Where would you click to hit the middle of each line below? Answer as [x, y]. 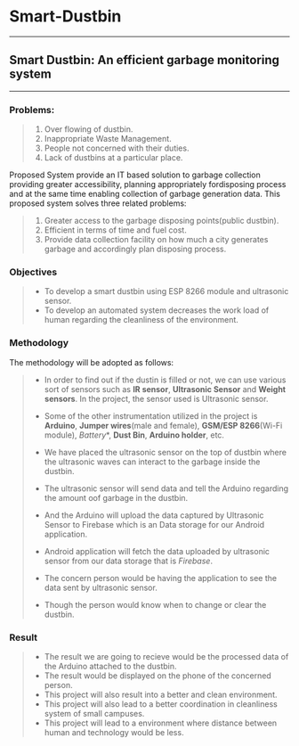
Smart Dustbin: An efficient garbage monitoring [145, 60]
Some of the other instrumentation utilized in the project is [151, 415]
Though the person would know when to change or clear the [155, 604]
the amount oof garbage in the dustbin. [116, 497]
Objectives [33, 272]
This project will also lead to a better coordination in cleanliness [161, 704]
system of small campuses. [94, 713]
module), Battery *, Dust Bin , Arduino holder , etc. [134, 435]
